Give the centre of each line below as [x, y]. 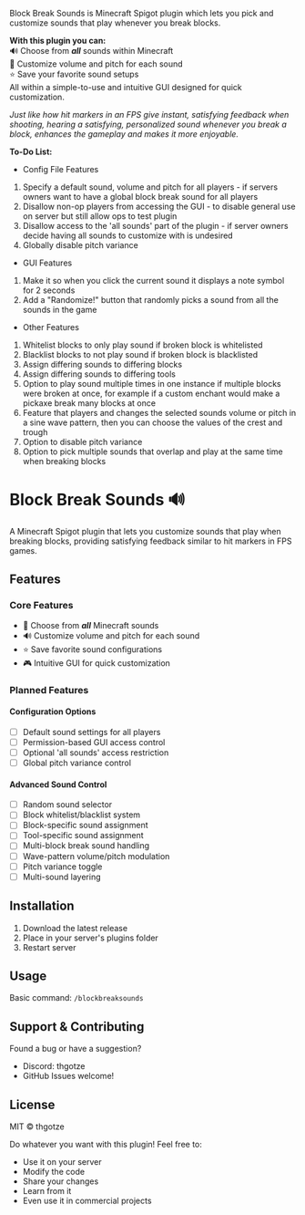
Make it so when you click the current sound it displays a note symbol [153, 280]
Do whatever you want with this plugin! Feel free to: [106, 1144]
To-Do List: [31, 151]
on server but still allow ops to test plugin [100, 216]
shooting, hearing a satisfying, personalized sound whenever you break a [148, 124]
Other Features [51, 327]
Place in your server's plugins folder [91, 938]
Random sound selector [67, 805]
